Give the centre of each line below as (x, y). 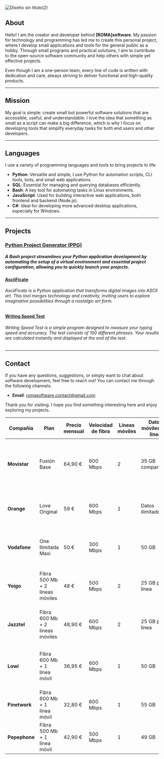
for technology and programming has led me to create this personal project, (81, 40)
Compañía (21, 428)
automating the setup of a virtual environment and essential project (76, 262)
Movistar (18, 464)
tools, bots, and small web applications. (52, 180)
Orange (16, 509)
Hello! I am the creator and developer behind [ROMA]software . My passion (81, 35)
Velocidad (101, 425)
